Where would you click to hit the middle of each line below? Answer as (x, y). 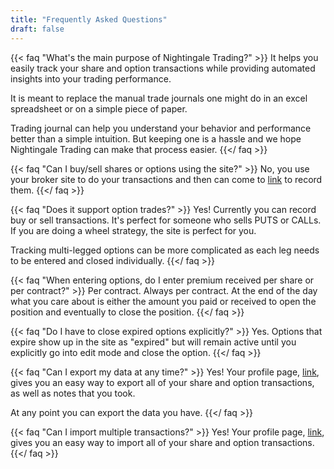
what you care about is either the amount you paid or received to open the (163, 301)
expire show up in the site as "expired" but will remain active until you (153, 342)
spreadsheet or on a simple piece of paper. (99, 108)
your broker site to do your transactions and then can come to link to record (166, 179)
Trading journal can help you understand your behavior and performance (161, 128)
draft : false (37, 29)
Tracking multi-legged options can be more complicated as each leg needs (165, 250)
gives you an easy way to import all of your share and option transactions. (162, 442)
